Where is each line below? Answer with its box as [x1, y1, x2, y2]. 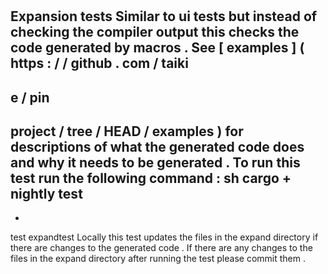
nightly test [10, 185, 83, 202]
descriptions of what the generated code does [10, 138, 305, 155]
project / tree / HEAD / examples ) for [10, 123, 244, 140]
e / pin [10, 89, 50, 106]
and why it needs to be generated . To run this [10, 154, 301, 171]
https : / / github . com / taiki [10, 55, 189, 72]
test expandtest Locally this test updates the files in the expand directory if [10, 231, 319, 243]
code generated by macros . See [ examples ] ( [10, 39, 305, 57]
